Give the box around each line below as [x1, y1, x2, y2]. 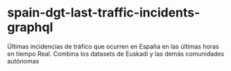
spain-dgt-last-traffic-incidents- [7, 5, 200, 21]
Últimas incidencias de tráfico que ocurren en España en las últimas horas [7, 42, 220, 50]
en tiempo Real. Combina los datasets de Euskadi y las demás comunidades [7, 50, 225, 58]
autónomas [7, 57, 40, 65]
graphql [7, 19, 53, 35]
